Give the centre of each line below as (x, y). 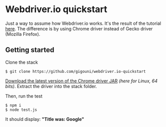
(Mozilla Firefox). (23, 34)
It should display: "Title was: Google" (45, 119)
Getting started (30, 50)
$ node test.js (21, 110)
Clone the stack (22, 62)
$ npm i (13, 105)
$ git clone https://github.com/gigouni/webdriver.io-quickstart (75, 71)
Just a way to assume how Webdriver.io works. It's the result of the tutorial (83, 23)
